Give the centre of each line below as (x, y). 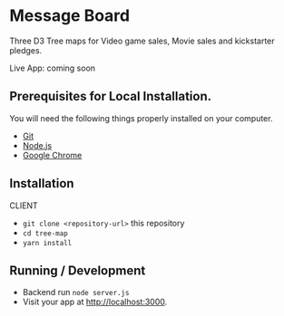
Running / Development (78, 270)
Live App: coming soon (53, 68)
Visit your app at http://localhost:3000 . (95, 302)
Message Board (69, 16)
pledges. (26, 50)
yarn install (47, 243)
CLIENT (24, 206)
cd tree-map (45, 233)
